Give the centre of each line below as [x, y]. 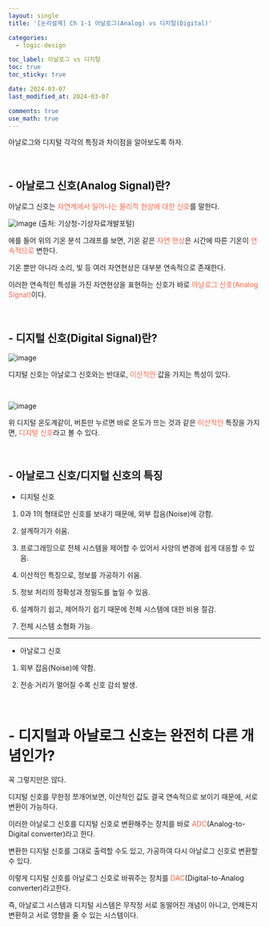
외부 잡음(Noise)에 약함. [58, 668]
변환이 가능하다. [33, 807]
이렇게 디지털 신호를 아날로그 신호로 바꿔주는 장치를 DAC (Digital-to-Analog [126, 878]
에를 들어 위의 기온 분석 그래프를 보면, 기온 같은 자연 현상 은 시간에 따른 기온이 [129, 241]
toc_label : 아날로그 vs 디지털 [54, 60]
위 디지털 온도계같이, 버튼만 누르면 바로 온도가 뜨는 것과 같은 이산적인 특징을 [127, 423]
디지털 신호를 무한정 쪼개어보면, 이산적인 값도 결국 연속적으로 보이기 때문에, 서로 [133, 796]
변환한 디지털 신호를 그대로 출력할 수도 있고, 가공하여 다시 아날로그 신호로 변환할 [133, 851]
